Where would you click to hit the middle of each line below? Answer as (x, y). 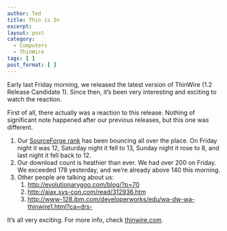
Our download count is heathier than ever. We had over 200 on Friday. (117, 162)
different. (20, 127)
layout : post (26, 33)
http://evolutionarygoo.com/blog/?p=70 (83, 184)
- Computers (31, 46)
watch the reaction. (34, 99)
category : (21, 39)
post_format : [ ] (32, 65)
